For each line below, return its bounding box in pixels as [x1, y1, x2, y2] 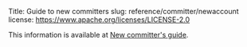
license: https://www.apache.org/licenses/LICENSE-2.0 [8, 15, 190, 24]
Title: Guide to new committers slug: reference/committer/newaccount [8, 7, 239, 16]
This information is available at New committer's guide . [8, 31, 189, 39]
